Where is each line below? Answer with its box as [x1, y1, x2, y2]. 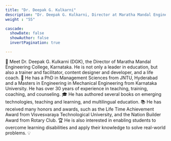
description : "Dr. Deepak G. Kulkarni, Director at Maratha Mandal [5, 12, 152, 17]
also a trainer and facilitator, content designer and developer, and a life [5, 69, 154, 75]
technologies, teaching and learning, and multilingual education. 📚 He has [5, 98, 162, 104]
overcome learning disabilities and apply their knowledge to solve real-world [5, 124, 166, 130]
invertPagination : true [10, 40, 60, 46]
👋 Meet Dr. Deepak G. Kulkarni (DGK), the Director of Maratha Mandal [5, 58, 151, 64]
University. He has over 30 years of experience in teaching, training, [5, 85, 149, 91]
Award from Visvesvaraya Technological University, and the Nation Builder [5, 111, 161, 117]
